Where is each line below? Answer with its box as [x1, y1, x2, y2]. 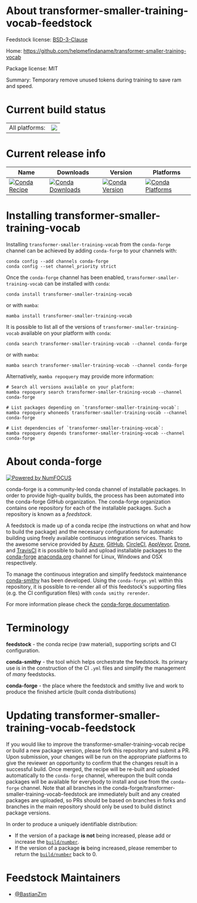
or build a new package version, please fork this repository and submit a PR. [6, 746, 191, 754]
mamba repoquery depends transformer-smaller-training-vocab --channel [6, 430, 185, 436]
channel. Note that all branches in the [20, 784, 111, 791]
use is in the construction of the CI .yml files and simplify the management [6, 664, 186, 671]
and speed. [6, 82, 33, 89]
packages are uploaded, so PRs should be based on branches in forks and [6, 796, 186, 804]
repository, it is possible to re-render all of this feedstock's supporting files [6, 583, 186, 590]
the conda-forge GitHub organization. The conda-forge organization [6, 498, 171, 505]
